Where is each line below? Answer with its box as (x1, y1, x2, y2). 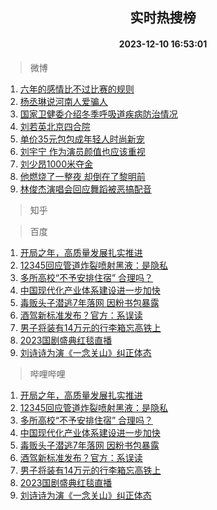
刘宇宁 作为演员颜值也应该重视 (19, 145, 146, 157)
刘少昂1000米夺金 (19, 158, 93, 170)
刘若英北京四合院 (19, 120, 91, 132)
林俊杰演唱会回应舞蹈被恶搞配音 (19, 183, 152, 195)
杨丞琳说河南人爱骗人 (19, 95, 108, 107)
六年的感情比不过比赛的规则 (19, 83, 135, 95)
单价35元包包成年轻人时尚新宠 (19, 133, 145, 145)
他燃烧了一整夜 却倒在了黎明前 (19, 170, 146, 182)
